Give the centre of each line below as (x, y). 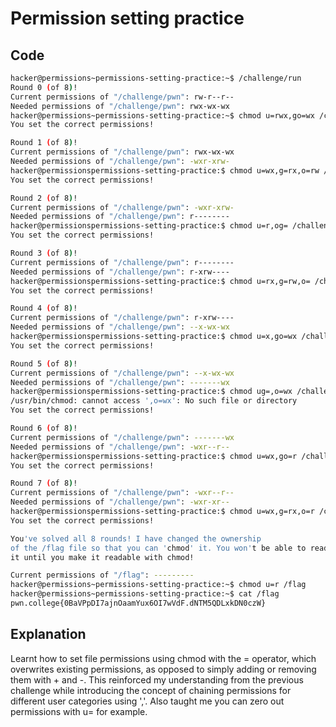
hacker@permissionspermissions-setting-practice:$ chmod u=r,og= (149, 226)
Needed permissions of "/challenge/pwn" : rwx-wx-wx (120, 106)
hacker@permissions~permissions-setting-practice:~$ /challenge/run (156, 78)
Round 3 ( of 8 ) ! (44, 253)
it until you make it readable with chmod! (102, 557)
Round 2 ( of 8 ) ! (44, 198)
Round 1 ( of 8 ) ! (44, 143)
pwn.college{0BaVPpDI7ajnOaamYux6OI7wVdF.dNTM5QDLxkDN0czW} (138, 603)
